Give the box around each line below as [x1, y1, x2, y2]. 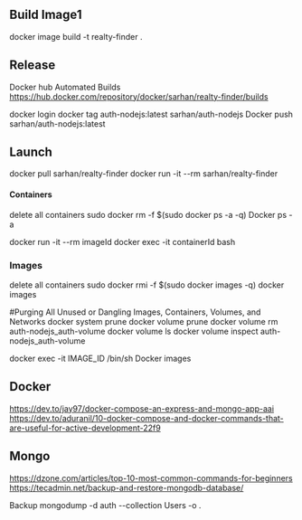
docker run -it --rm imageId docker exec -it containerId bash [9, 236, 236, 247]
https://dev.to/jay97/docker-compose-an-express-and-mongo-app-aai [9, 402, 274, 414]
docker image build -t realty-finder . [9, 31, 143, 42]
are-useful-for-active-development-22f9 [9, 422, 161, 433]
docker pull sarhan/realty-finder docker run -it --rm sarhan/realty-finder [9, 168, 278, 179]
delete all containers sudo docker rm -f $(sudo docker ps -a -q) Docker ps [9, 209, 288, 220]
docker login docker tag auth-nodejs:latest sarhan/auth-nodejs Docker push [9, 109, 294, 119]
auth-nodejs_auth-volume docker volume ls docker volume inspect [9, 326, 259, 336]
